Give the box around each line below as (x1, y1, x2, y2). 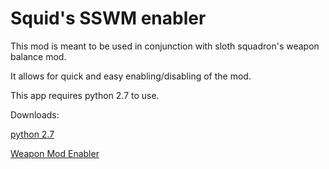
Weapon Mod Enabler (10, 147, 100, 159)
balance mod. (10, 50, 67, 62)
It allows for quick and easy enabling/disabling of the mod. (10, 70, 252, 82)
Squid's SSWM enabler (10, 7, 207, 30)
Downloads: (10, 108, 60, 121)
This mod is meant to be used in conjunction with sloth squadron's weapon (10, 40, 320, 52)
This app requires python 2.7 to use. (10, 89, 160, 101)
